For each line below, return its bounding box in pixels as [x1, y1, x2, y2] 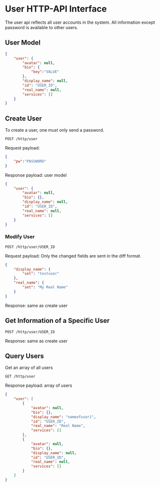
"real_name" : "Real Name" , [30, 424, 86, 428]
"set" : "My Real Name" [22, 285, 68, 290]
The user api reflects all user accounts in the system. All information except [5, 19, 156, 25]
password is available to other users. [5, 24, 78, 30]
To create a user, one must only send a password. [5, 127, 104, 133]
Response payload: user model [5, 172, 67, 178]
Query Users [5, 352, 44, 360]
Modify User [5, 233, 35, 240]
